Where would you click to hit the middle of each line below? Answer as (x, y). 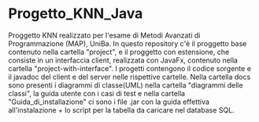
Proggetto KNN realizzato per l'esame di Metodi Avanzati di (104, 35)
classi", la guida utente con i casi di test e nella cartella (97, 93)
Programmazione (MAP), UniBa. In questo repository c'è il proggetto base (128, 43)
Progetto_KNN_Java (76, 14)
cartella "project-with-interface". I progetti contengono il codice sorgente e (130, 68)
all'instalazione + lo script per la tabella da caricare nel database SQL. (121, 109)
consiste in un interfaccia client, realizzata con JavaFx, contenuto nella (123, 60)
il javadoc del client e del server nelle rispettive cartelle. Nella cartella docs (129, 77)
